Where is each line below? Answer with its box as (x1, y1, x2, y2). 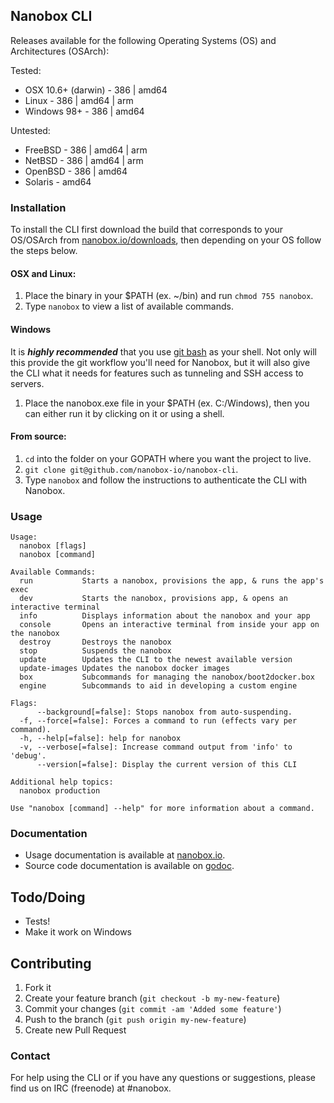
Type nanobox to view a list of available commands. (24, 300, 234, 313)
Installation (10, 200, 67, 214)
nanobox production (19, 786, 101, 796)
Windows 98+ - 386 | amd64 (24, 105, 145, 117)
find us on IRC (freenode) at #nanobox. (10, 1082, 172, 1094)
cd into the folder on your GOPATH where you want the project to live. (24, 452, 312, 464)
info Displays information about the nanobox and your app (19, 611, 311, 621)
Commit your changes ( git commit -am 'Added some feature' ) (24, 1002, 282, 1014)
